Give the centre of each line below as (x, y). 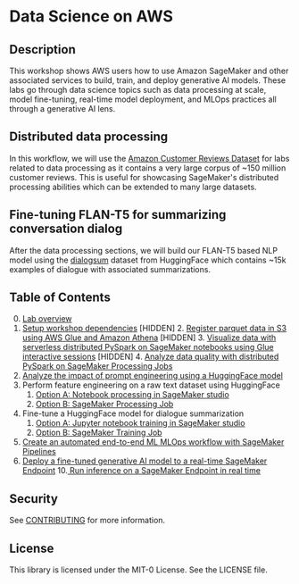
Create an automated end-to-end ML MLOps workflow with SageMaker (153, 442)
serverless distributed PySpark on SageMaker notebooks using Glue (148, 347)
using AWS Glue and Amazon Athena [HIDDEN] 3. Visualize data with (149, 338)
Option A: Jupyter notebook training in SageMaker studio (140, 423)
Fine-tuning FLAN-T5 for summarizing (118, 215)
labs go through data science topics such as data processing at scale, (138, 90)
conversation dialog (66, 229)
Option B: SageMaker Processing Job (104, 405)
